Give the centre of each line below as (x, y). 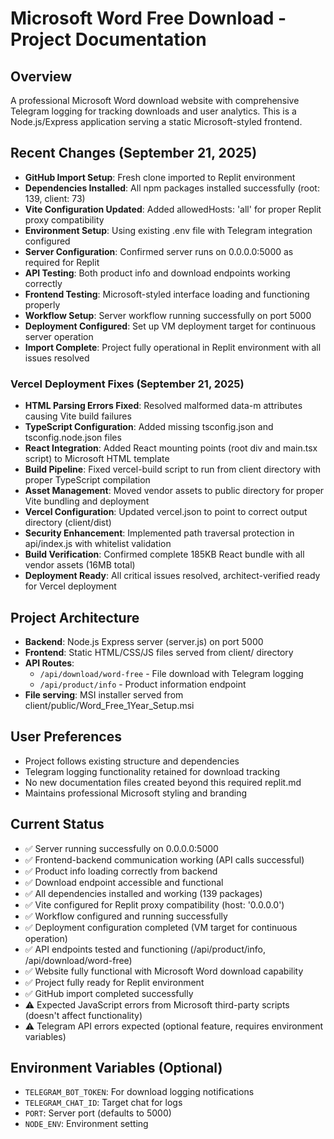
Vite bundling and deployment (87, 501)
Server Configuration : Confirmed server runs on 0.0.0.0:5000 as (159, 251)
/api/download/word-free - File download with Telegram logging (171, 673)
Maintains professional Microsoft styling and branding (136, 793)
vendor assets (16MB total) (80, 565)
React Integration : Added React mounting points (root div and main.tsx (171, 448)
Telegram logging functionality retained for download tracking (152, 771)
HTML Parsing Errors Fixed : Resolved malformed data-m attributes (163, 406)
